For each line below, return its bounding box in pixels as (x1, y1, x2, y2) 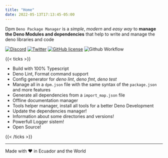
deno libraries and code (5, 36, 54, 42)
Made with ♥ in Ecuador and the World (5, 148, 86, 154)
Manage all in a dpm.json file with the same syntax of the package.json (12, 81, 157, 87)
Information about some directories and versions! (12, 113, 114, 119)
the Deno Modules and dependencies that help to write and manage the (5, 31, 155, 37)
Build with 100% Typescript (12, 65, 69, 71)
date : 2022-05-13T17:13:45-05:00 (5, 12, 75, 17)
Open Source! (12, 123, 41, 130)
